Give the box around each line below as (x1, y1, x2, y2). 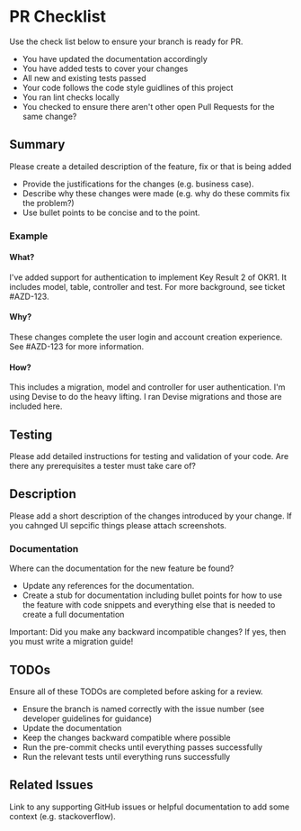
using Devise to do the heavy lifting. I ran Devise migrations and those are (9, 392, 282, 402)
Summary (9, 137, 66, 152)
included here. (9, 401, 63, 411)
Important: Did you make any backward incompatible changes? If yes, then (9, 627, 287, 637)
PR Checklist (9, 6, 106, 27)
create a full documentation (22, 610, 125, 620)
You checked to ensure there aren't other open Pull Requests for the (22, 101, 275, 112)
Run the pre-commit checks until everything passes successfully (22, 742, 263, 753)
